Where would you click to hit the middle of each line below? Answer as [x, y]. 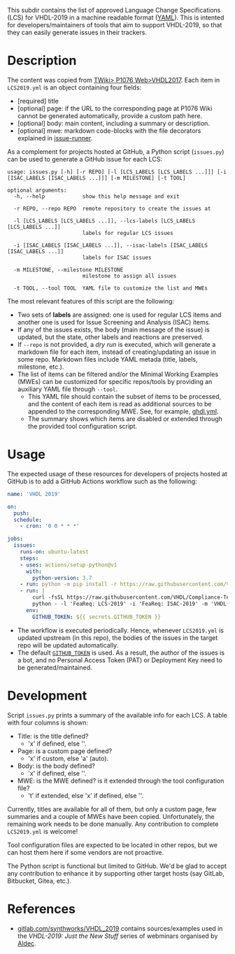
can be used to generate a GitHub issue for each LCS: [85, 159]
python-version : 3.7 [62, 578]
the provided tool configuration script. [83, 426]
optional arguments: [37, 190]
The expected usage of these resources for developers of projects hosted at [117, 474]
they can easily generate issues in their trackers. [77, 32]
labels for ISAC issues [117, 257]
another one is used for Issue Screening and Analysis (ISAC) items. [114, 322]
